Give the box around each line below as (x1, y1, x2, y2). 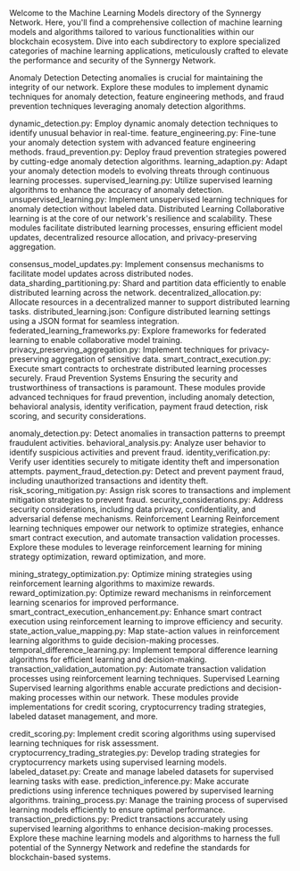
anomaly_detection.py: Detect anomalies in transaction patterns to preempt (9, 428, 286, 439)
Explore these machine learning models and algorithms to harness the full (9, 833, 280, 843)
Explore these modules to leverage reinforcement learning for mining (9, 542, 262, 552)
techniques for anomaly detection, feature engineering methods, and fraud (9, 91, 285, 102)
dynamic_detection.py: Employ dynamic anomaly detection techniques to (9, 118, 279, 129)
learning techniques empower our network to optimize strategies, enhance (9, 523, 284, 533)
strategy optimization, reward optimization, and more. (9, 551, 207, 562)
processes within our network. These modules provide (37, 692, 239, 702)
